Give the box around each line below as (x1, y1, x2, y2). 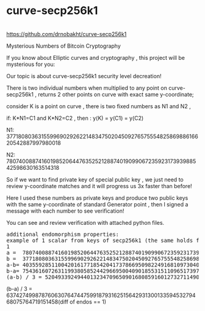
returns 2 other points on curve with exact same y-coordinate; (37, 90, 194, 98)
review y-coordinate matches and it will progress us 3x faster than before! (6, 182, 192, 189)
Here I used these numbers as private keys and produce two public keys (6, 194, 189, 202)
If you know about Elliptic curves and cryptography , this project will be (6, 54, 185, 61)
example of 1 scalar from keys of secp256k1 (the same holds (6, 236, 193, 244)
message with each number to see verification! (6, 207, 124, 214)
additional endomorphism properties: (6, 230, 120, 238)
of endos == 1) (70, 298, 107, 306)
